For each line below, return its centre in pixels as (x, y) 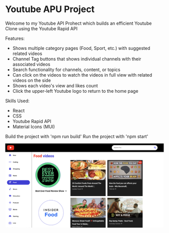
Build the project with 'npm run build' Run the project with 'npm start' (77, 136)
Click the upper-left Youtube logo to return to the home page (75, 91)
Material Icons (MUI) (34, 127)
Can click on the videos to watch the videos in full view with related (82, 75)
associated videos (31, 64)
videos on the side (32, 80)
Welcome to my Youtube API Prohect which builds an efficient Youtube (78, 23)
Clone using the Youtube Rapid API (41, 28)
